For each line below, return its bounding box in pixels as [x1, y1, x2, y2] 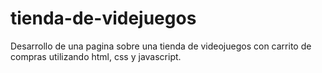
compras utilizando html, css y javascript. [10, 50, 182, 62]
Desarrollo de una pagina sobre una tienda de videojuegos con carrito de [10, 40, 312, 52]
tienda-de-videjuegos [10, 7, 197, 30]
